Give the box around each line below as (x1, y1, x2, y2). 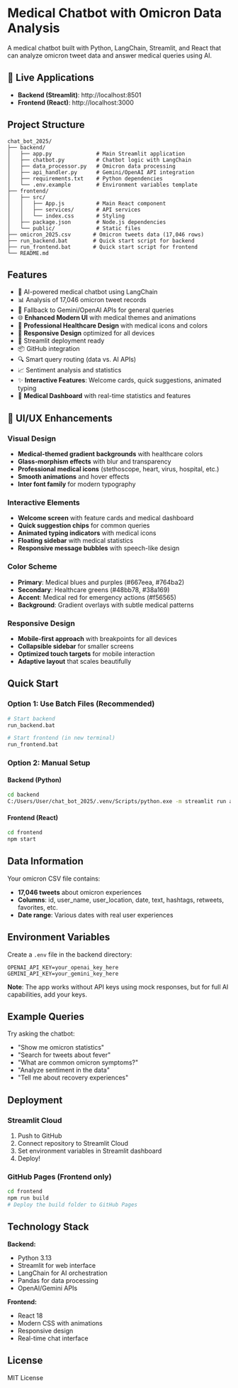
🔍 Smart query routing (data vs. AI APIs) (17, 355, 137, 364)
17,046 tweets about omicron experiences (17, 888, 142, 896)
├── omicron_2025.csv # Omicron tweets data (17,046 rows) (7, 231, 204, 238)
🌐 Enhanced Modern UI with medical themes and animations (17, 313, 196, 322)
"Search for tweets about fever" (17, 1050, 111, 1060)
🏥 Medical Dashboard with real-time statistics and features (17, 392, 191, 400)
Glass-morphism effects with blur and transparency (17, 457, 171, 466)
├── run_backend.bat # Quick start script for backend (7, 237, 195, 244)
